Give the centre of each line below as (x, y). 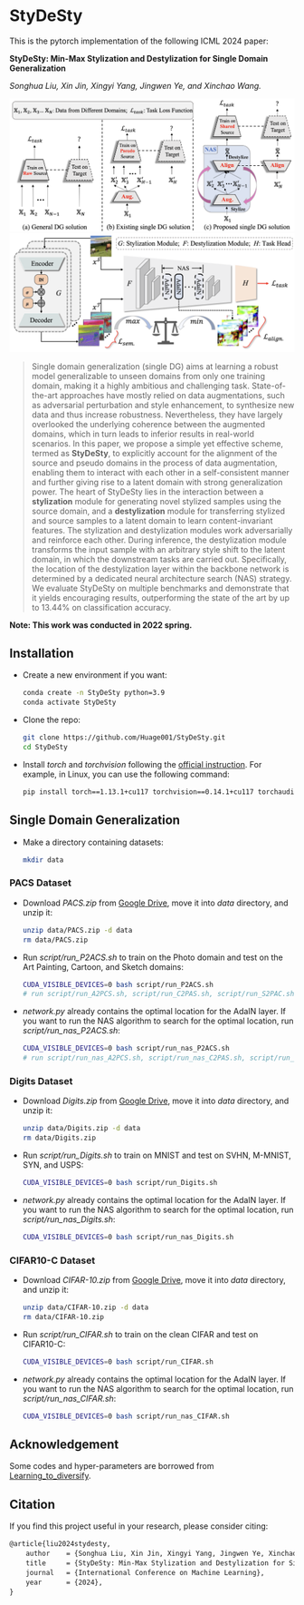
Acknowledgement (64, 1445)
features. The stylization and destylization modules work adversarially (162, 530)
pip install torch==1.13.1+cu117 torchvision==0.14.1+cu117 (138, 792)
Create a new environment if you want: (95, 675)
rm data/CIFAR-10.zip (63, 1317)
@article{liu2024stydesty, (60, 1544)
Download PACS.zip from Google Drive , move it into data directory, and (155, 903)
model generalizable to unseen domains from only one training (148, 376)
